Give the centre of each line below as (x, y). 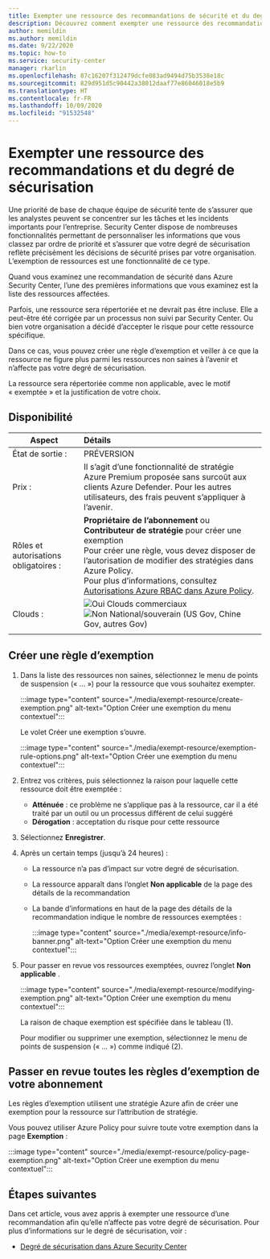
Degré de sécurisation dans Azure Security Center (103, 1247)
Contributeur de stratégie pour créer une (163, 530)
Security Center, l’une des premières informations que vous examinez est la (133, 285)
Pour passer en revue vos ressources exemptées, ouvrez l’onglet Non (135, 965)
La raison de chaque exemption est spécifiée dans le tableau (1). (127, 1022)
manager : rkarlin (37, 69)
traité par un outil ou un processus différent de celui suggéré (132, 813)
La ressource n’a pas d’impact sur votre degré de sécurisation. (135, 868)
